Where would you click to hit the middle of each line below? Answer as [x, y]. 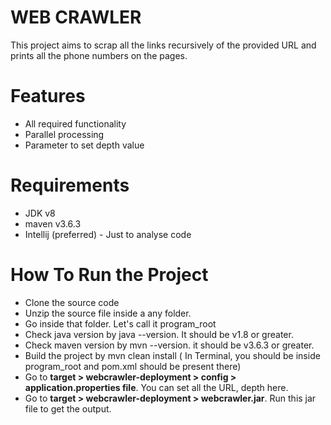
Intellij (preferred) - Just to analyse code [108, 234]
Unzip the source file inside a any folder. [108, 313]
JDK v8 [40, 213]
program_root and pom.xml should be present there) [133, 366]
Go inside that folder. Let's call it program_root [120, 323]
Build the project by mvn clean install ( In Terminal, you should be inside [172, 355]
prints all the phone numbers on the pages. [99, 55]
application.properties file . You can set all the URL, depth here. [156, 387]
